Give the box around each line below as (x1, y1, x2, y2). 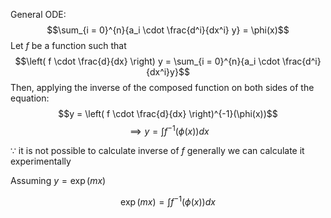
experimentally (10, 155, 72, 167)
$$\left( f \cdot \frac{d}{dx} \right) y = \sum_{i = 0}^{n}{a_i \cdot (14, 55, 280, 67)
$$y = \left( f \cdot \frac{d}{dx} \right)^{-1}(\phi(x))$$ (58, 108, 278, 119)
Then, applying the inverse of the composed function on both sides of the (10, 82, 315, 93)
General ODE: (10, 9, 67, 20)
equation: (10, 92, 50, 104)
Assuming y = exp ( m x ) (10, 174, 107, 186)
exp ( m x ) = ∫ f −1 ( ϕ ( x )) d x (120, 194, 216, 208)
